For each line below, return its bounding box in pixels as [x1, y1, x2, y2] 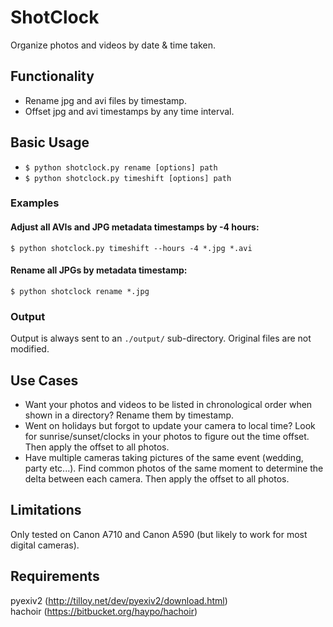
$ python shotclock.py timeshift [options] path [24, 173, 232, 183]
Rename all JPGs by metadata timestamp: [10, 264, 188, 276]
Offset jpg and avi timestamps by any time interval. [24, 105, 235, 117]
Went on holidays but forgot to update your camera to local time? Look [24, 420, 316, 431]
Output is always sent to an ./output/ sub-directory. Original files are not [10, 332, 312, 345]
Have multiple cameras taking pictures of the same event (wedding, [24, 452, 304, 463]
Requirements [10, 568, 100, 585]
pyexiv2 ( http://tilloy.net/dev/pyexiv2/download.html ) [10, 594, 228, 606]
